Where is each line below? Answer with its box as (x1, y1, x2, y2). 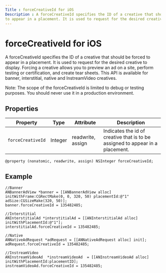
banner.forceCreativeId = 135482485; (5, 203, 83, 208)
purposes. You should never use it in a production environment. (5, 90, 134, 96)
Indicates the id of (103, 127, 145, 134)
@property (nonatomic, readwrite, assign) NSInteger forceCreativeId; (5, 159, 154, 164)
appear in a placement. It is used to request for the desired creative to (5, 59, 147, 65)
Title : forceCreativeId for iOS (5, 7, 74, 12)
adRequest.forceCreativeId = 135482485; (5, 241, 90, 247)
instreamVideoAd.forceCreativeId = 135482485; (5, 263, 103, 268)
